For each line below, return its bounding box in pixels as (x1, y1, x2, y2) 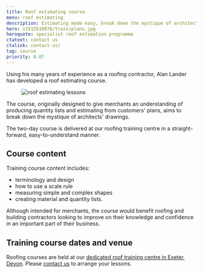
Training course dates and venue (6, 237, 133, 248)
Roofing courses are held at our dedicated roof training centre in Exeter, (6, 254, 185, 261)
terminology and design (14, 176, 74, 184)
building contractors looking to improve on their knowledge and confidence (6, 214, 194, 221)
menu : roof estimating (6, 14, 63, 21)
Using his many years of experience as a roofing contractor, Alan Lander (6, 70, 187, 77)
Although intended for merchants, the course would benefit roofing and (6, 207, 184, 214)
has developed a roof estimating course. (6, 77, 107, 84)
